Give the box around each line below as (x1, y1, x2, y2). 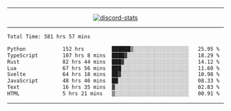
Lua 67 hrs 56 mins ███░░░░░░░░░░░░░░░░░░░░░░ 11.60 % (7, 64, 220, 72)
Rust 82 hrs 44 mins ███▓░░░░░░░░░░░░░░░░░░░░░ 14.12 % (7, 58, 220, 65)
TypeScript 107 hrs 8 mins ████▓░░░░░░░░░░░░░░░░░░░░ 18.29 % (7, 52, 220, 59)
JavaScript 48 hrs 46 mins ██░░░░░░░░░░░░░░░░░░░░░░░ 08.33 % (7, 77, 220, 84)
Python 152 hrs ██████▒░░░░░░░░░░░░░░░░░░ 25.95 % (7, 45, 220, 52)
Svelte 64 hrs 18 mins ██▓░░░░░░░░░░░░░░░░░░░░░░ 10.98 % (7, 71, 220, 78)
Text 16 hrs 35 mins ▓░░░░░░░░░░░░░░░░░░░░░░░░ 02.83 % (7, 84, 220, 91)
